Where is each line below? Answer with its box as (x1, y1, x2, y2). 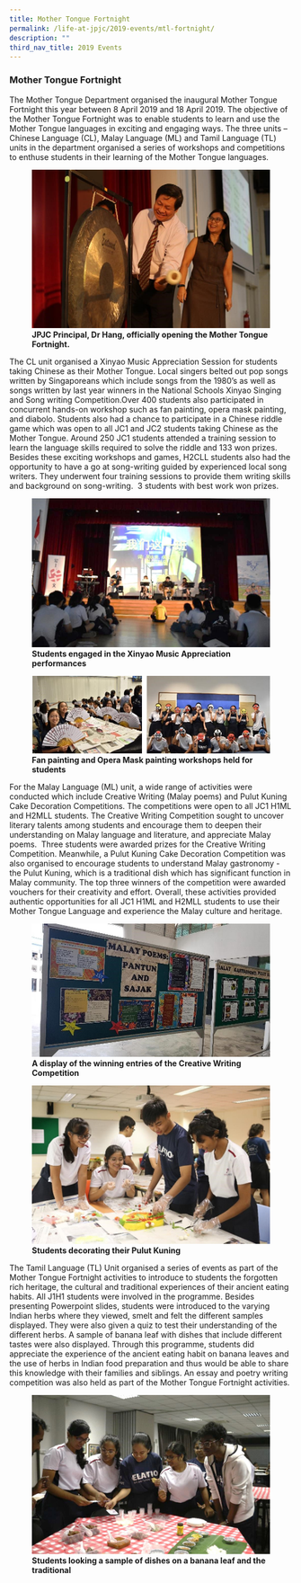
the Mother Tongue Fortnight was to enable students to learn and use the (9, 113, 280, 124)
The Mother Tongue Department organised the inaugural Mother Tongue (9, 94, 278, 105)
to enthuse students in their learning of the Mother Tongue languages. (9, 151, 270, 162)
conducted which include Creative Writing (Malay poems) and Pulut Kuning (9, 791, 288, 802)
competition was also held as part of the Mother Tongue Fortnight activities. (9, 1377, 290, 1388)
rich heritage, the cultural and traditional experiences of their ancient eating (9, 1282, 289, 1293)
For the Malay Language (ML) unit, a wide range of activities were (9, 782, 253, 793)
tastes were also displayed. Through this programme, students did (9, 1339, 254, 1350)
